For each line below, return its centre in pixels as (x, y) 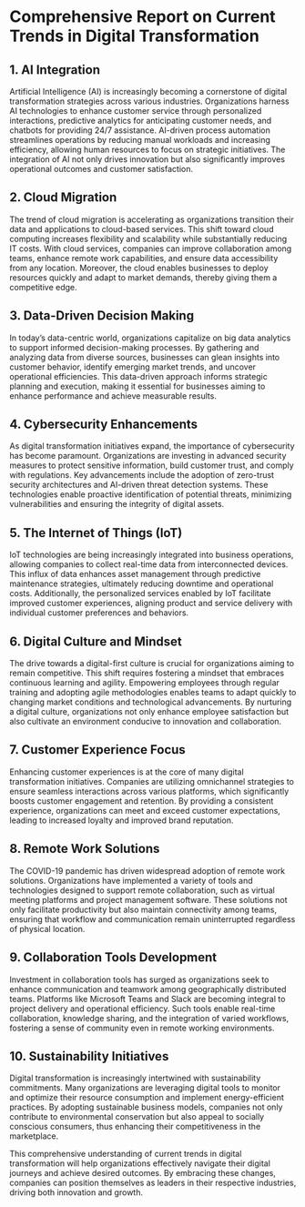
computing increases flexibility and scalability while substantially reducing (148, 238)
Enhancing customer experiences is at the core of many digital (127, 772)
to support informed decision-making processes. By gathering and (134, 347)
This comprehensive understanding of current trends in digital (126, 1154)
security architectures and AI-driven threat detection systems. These (139, 485)
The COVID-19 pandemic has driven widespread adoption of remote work (147, 870)
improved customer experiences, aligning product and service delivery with (151, 603)
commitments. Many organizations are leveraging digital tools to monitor (145, 1088)
